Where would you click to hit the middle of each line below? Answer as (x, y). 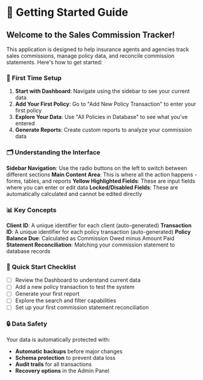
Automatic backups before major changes (69, 351)
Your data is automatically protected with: (58, 339)
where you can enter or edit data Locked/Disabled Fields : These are (92, 187)
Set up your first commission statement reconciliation (82, 307)
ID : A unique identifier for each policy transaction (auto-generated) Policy (99, 232)
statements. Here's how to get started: (54, 62)
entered (25, 123)
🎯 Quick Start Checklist (41, 266)
